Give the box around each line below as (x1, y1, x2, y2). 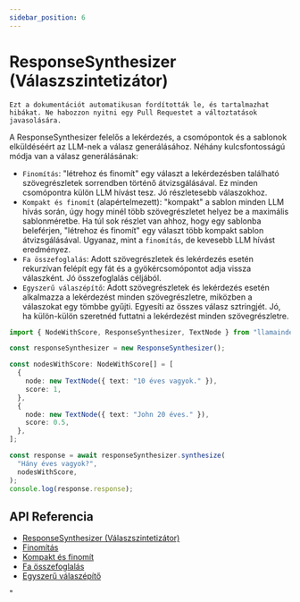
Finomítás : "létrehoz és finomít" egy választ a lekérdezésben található (21, 167, 279, 179)
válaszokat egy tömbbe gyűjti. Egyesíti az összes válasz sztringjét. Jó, (21, 301, 281, 311)
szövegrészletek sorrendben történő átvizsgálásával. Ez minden (21, 177, 258, 188)
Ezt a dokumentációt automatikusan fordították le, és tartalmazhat (9, 100, 270, 109)
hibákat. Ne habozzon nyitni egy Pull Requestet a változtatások (9, 108, 257, 117)
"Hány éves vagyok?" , (17, 459, 98, 468)
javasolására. (9, 115, 62, 125)
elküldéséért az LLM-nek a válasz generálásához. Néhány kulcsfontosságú (9, 140, 286, 152)
